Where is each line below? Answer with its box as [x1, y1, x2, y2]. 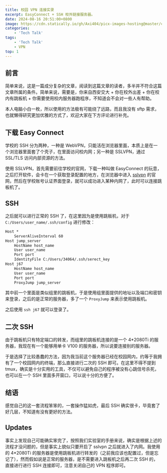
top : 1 [5, 49, 19, 54]
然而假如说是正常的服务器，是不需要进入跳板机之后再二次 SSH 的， [20, 456, 158, 462]
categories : [5, 26, 30, 31]
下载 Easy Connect [5, 128, 64, 137]
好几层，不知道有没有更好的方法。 [5, 409, 75, 415]
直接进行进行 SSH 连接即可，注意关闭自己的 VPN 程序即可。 [5, 462, 128, 468]
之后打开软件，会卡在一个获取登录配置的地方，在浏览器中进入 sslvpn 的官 [5, 172, 156, 178]
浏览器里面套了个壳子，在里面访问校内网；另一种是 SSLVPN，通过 [9, 149, 146, 155]
